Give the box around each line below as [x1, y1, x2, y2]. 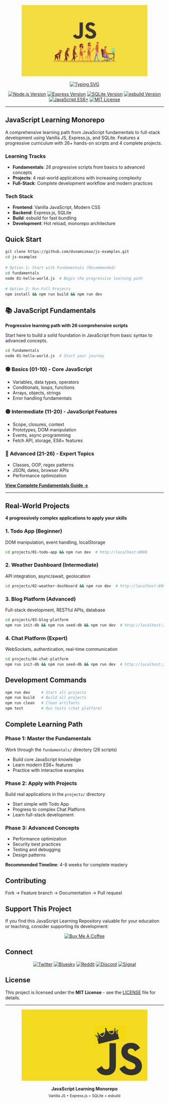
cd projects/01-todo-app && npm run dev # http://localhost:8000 [5, 549, 147, 555]
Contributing [5, 876, 46, 885]
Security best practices [12, 841, 61, 847]
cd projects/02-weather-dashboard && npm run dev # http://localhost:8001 [5, 583, 167, 589]
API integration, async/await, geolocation [5, 573, 91, 579]
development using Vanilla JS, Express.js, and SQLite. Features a [5, 135, 140, 141]
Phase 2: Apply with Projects [5, 779, 77, 786]
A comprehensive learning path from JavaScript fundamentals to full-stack [5, 129, 160, 135]
